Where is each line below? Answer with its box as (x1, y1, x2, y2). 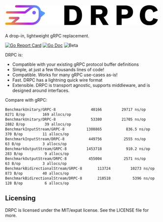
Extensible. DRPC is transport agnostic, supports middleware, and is (12, 82, 151, 88)
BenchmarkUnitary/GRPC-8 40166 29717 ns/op (5, 107, 146, 112)
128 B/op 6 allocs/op (5, 181, 69, 186)
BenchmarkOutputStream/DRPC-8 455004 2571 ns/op (5, 156, 146, 161)
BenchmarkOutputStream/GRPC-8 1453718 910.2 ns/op (5, 146, 151, 151)
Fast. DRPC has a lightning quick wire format (12, 77, 103, 83)
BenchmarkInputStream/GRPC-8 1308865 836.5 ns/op (5, 127, 151, 132)
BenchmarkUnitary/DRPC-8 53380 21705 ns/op (5, 117, 146, 122)
